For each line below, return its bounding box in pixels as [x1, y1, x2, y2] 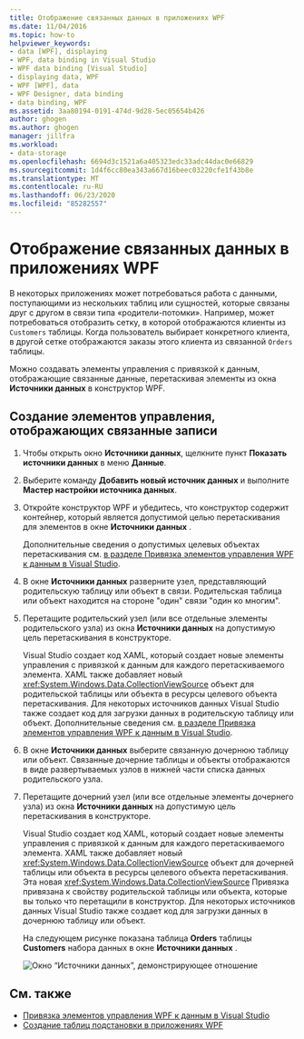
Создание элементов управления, [9, 409, 216, 425]
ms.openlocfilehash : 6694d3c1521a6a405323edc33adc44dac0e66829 [9, 156, 254, 166]
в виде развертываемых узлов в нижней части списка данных [22, 764, 266, 774]
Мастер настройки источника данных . [22, 484, 177, 495]
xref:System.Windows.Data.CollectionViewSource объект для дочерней [22, 856, 295, 868]
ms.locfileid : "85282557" [9, 199, 107, 209]
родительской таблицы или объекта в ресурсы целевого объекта [22, 688, 278, 699]
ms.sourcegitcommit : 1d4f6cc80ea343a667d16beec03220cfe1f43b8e [9, 165, 254, 175]
